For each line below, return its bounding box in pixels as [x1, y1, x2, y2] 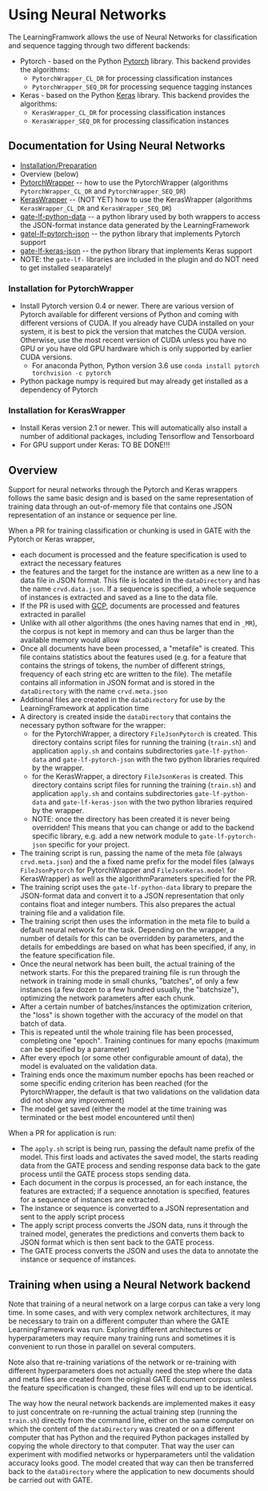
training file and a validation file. [19, 908, 126, 918]
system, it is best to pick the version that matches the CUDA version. [19, 327, 246, 336]
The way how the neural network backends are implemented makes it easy [8, 1398, 256, 1408]
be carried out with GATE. [8, 1475, 94, 1485]
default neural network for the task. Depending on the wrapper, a [19, 925, 234, 935]
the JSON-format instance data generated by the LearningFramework [19, 220, 250, 230]
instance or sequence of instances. [19, 1254, 137, 1265]
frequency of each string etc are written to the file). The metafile [19, 669, 232, 679]
